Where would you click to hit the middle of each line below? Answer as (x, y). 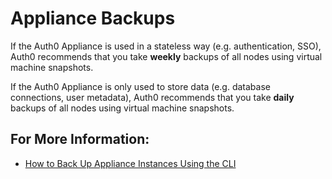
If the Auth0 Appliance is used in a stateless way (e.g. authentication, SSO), (166, 46)
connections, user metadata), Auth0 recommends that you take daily (152, 97)
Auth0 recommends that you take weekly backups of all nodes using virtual (166, 56)
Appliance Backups (93, 18)
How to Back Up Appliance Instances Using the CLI (130, 163)
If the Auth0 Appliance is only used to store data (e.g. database (140, 86)
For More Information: (80, 139)
